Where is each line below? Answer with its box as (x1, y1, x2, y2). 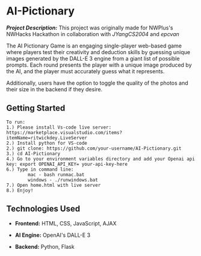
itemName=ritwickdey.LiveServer (6, 135, 87, 141)
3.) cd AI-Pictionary (6, 150, 61, 157)
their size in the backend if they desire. (6, 85, 103, 93)
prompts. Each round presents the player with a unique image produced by (6, 61, 192, 69)
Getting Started (6, 103, 66, 114)
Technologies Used (6, 204, 80, 214)
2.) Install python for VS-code (6, 140, 87, 146)
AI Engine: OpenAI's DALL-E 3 (14, 231, 91, 239)
